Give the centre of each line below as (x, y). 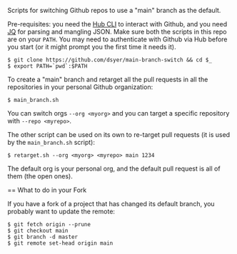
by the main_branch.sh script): (51, 142)
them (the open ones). (40, 176)
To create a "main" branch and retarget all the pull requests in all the (108, 79)
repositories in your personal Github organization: (80, 87)
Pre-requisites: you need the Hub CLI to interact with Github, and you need (117, 24)
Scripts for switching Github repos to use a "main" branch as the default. (114, 10)
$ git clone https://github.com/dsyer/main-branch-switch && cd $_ (110, 60)
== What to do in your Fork (47, 190)
